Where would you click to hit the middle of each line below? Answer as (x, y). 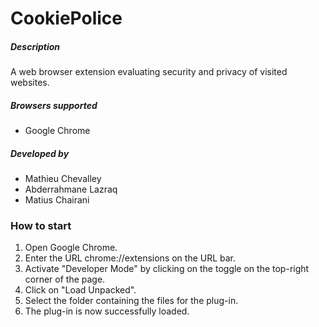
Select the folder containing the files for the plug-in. (131, 301)
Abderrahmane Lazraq (71, 189)
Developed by (40, 153)
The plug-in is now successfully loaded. (107, 311)
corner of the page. (65, 279)
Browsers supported (54, 105)
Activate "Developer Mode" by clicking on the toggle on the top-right (167, 269)
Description (35, 46)
